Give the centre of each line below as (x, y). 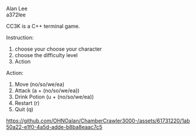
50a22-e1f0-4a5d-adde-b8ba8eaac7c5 (54, 127)
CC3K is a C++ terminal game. (43, 26)
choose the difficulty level (46, 55)
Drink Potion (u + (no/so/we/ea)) (54, 97)
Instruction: (20, 37)
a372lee (16, 15)
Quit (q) (24, 109)
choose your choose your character (58, 49)
